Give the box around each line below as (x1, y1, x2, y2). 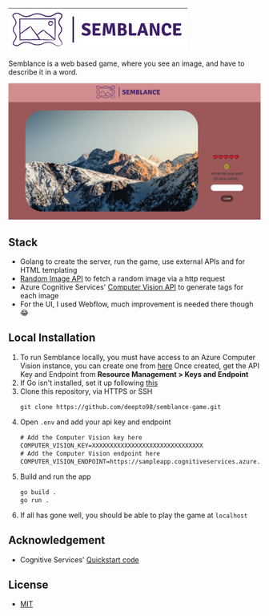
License (8, 578, 49, 591)
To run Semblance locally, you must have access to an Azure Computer (19, 352, 256, 362)
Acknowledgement (8, 533, 106, 547)
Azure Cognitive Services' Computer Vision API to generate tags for (19, 282, 244, 292)
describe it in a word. (8, 67, 78, 76)
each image (19, 290, 59, 300)
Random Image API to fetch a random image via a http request (19, 274, 226, 283)
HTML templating (19, 265, 78, 274)
